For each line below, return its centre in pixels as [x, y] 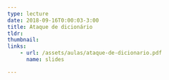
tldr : [15, 33]
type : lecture [28, 14]
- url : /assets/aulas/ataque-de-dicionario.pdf [91, 53]
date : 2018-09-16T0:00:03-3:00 [53, 20]
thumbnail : [23, 40]
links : [17, 46]
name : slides [45, 60]
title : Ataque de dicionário [50, 27]
